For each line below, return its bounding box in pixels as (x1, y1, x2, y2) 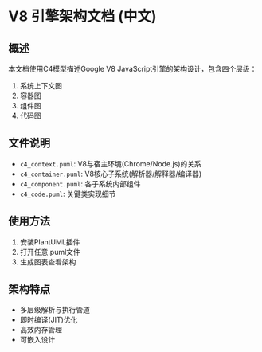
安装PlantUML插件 (19, 237, 80, 247)
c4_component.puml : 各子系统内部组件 (19, 178, 141, 188)
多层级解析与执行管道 (19, 305, 90, 315)
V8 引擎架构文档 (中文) (8, 7, 157, 25)
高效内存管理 (19, 325, 62, 334)
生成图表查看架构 (19, 256, 76, 267)
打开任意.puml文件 (19, 247, 81, 256)
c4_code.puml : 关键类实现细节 (19, 189, 116, 198)
